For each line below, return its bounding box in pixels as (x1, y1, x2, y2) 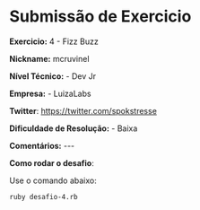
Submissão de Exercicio (9, 6, 192, 27)
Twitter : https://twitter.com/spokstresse (9, 105, 157, 116)
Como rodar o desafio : (9, 157, 94, 168)
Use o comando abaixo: (9, 175, 97, 186)
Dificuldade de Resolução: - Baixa (9, 123, 138, 134)
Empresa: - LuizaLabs (9, 88, 91, 99)
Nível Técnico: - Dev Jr (9, 70, 97, 82)
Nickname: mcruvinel (9, 53, 90, 64)
